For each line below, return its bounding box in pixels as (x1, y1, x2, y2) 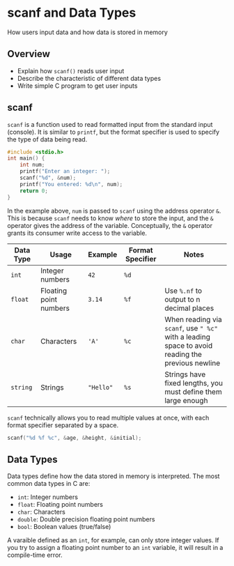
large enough (164, 395, 208, 405)
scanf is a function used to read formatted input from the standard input (7, 120, 213, 128)
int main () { (7, 155, 45, 162)
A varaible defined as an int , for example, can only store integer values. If (7, 536, 219, 544)
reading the (164, 349, 202, 359)
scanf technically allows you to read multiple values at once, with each (7, 413, 210, 422)
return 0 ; (19, 187, 49, 194)
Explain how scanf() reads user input (17, 66, 125, 75)
